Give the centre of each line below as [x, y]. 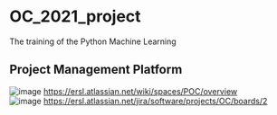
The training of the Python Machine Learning [93, 41]
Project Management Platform [96, 70]
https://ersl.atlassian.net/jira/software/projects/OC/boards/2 [156, 101]
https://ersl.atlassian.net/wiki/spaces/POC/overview [141, 91]
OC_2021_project [76, 17]
